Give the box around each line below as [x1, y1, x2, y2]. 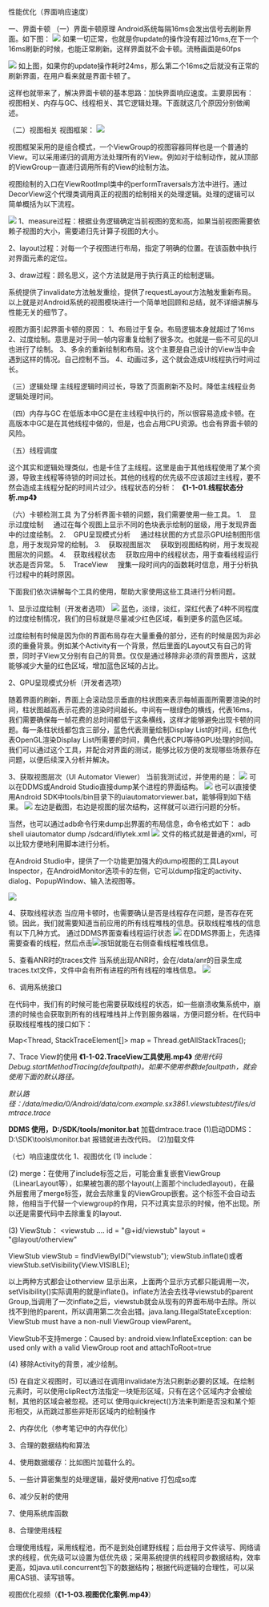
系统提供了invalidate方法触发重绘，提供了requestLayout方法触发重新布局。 [8, 288, 256, 296]
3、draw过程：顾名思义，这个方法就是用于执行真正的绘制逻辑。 [8, 271, 219, 280]
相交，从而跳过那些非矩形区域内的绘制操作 [14, 1407, 156, 1416]
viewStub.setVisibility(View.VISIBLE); [8, 1260, 130, 1270]
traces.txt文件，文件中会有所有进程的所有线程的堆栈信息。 [8, 965, 202, 975]
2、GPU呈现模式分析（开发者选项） [8, 678, 126, 687]
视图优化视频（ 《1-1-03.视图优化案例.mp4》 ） [8, 1589, 156, 1599]
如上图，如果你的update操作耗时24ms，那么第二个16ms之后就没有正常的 [18, 61, 259, 70]
